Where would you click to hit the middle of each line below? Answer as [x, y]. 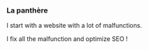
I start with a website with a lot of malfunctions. [74, 26]
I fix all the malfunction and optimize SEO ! [67, 39]
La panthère [27, 10]
